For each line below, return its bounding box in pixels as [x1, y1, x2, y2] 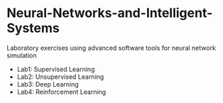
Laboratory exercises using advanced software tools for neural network [6, 43, 216, 52]
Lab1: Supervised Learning [16, 65, 95, 73]
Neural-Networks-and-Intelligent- [6, 5, 213, 21]
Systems [6, 20, 60, 36]
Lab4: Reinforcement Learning [16, 87, 107, 96]
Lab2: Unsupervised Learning [16, 72, 104, 81]
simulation [6, 51, 37, 60]
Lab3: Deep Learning [16, 80, 79, 88]
